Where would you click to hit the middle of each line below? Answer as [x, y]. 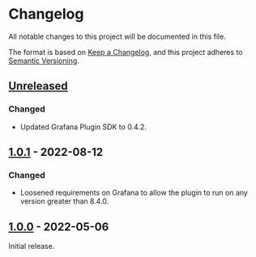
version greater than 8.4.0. [64, 201]
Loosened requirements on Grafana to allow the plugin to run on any [134, 193]
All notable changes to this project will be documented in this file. [117, 36]
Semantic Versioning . [44, 61]
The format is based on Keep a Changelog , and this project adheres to [126, 52]
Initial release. [32, 246]
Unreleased [38, 86]
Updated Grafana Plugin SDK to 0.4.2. [83, 127]
